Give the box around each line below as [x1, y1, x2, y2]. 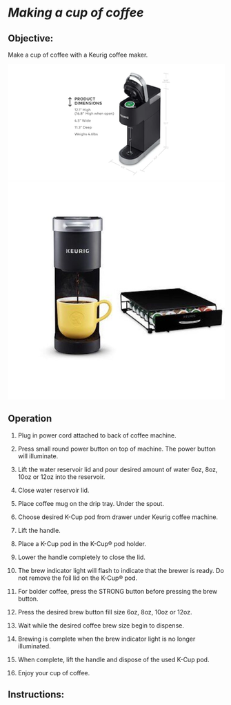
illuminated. [17, 641, 51, 650]
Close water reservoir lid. [17, 486, 90, 494]
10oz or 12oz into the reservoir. [17, 472, 106, 481]
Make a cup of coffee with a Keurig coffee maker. [8, 50, 148, 59]
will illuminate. [17, 451, 59, 460]
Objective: [8, 32, 54, 44]
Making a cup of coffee [8, 5, 144, 21]
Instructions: [8, 689, 65, 701]
